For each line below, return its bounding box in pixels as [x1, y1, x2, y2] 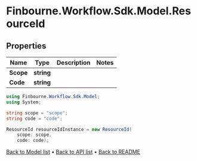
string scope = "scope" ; [6, 110, 68, 116]
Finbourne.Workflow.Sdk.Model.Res [6, 4, 191, 18]
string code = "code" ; [6, 116, 63, 121]
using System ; [6, 99, 42, 105]
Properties [6, 41, 47, 51]
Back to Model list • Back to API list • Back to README [6, 148, 140, 156]
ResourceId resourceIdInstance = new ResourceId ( [6, 126, 133, 132]
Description [56, 59, 91, 66]
